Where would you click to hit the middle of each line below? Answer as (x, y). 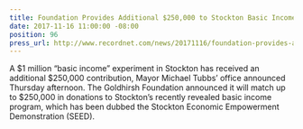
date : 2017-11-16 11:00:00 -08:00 (74, 26)
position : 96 (34, 34)
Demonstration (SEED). (52, 116)
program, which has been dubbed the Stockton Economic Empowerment (144, 107)
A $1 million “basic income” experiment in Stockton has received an (134, 69)
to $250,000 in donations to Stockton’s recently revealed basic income (141, 97)
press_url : (30, 43)
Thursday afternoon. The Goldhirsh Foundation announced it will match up (147, 88)
